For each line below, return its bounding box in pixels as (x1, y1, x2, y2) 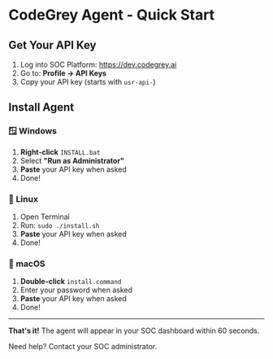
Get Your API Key (8, 38, 97, 52)
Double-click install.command (19, 277, 122, 287)
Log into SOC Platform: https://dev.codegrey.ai (19, 59, 177, 69)
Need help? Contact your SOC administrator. (8, 342, 158, 352)
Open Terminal (19, 212, 71, 221)
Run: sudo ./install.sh (19, 220, 100, 230)
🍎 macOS (8, 258, 45, 269)
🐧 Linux (8, 193, 39, 204)
